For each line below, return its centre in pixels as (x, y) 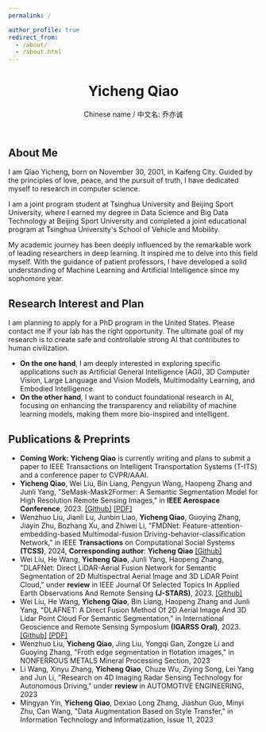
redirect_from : (33, 37)
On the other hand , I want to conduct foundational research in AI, (127, 397)
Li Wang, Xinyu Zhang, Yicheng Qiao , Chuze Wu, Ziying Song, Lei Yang (137, 669)
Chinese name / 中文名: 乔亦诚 (133, 114)
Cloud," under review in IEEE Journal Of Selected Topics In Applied (129, 585)
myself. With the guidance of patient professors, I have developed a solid (128, 262)
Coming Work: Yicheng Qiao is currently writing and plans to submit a (135, 458)
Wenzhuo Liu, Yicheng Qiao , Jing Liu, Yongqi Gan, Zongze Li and (127, 644)
